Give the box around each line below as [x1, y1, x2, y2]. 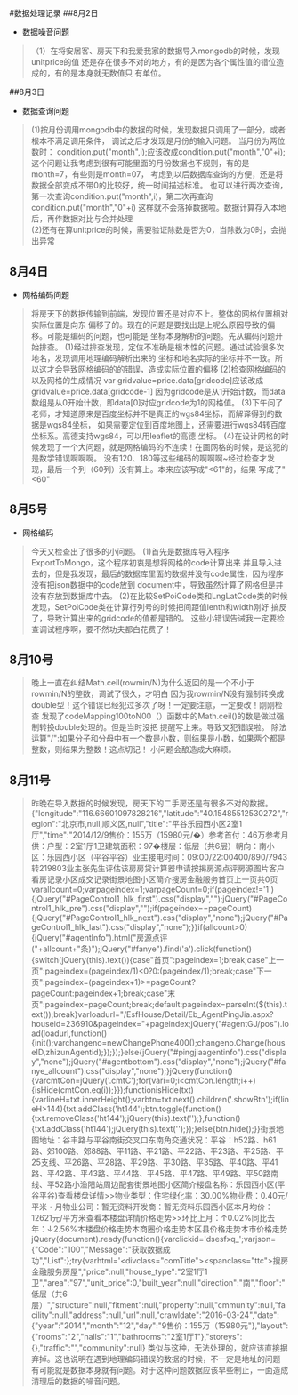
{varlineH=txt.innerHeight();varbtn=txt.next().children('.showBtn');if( [30, 1094, 281, 1105]
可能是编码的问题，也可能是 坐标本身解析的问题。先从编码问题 [46, 330, 276, 341]
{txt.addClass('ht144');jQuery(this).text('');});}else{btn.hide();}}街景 [30, 1124, 277, 1134]
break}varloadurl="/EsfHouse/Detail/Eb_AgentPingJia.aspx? [52, 1009, 274, 1020]
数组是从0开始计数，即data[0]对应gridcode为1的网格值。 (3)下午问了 [30, 397, 284, 407]
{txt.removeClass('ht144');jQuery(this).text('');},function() [30, 1113, 241, 1124]
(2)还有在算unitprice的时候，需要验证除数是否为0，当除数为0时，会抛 [30, 225, 287, 235]
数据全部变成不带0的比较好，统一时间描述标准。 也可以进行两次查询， [30, 180, 288, 190]
